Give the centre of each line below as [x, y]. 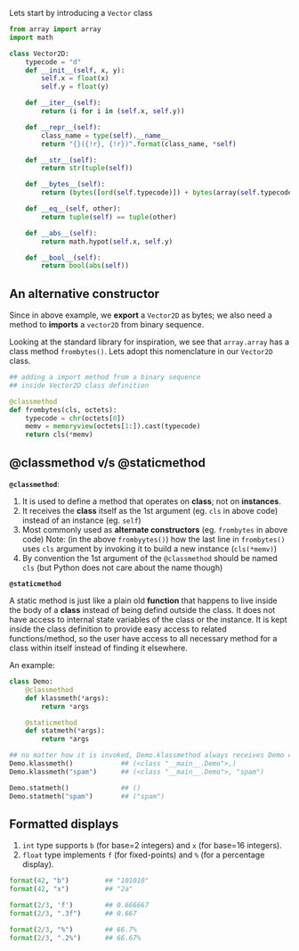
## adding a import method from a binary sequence [105, 377]
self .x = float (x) [75, 79]
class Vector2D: [39, 54]
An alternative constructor [85, 294]
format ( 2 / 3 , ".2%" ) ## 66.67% [75, 938]
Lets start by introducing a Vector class [81, 13]
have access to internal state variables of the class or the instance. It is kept [148, 620]
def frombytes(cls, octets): [63, 409]
